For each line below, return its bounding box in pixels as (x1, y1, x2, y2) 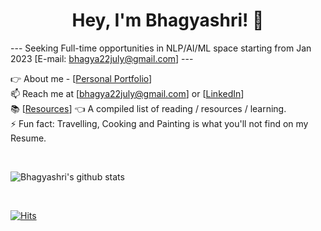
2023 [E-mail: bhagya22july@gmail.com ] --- (10, 52, 194, 64)
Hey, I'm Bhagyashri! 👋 (71, 9, 265, 32)
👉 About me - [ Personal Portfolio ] (10, 72, 153, 84)
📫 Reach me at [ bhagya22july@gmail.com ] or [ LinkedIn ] (10, 87, 245, 99)
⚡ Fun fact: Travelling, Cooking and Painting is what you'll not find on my (10, 117, 309, 129)
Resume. (10, 132, 47, 144)
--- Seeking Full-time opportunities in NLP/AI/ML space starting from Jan (10, 42, 312, 54)
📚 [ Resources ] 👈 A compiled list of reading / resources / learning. (10, 102, 287, 114)
